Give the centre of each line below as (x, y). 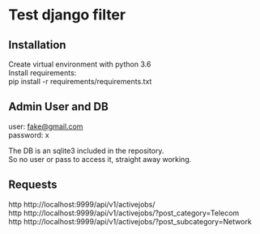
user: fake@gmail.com (46, 126)
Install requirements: (43, 73)
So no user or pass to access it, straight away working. (100, 159)
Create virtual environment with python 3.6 (80, 64)
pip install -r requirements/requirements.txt (80, 81)
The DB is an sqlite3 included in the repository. (86, 151)
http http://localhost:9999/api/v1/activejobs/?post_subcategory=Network (130, 221)
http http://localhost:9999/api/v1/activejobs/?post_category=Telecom (124, 213)
